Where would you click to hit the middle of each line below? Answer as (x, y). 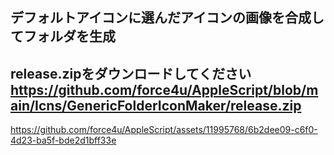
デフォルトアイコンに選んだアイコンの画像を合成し (167, 18)
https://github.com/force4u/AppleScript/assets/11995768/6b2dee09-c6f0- (164, 130)
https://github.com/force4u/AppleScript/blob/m (164, 89)
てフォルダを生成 (63, 36)
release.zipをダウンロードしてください (131, 73)
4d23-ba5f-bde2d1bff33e (63, 140)
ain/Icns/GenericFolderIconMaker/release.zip (156, 105)
